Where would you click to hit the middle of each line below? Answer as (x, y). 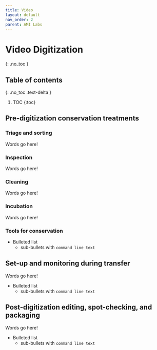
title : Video (19, 10)
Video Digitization (44, 50)
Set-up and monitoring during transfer (68, 264)
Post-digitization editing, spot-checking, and (79, 307)
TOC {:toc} (24, 102)
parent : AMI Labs (24, 24)
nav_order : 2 (19, 19)
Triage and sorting (29, 133)
